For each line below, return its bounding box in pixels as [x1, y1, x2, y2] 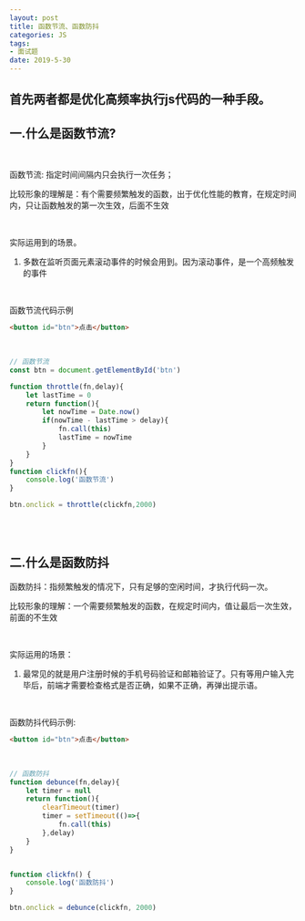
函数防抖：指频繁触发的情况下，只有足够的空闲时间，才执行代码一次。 [9, 581, 273, 592]
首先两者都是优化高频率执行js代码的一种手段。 [9, 92, 271, 108]
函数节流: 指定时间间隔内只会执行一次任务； [9, 170, 174, 181]
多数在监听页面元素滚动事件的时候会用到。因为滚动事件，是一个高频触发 [22, 256, 294, 267]
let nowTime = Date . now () [42, 408, 141, 417]
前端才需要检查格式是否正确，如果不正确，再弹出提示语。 [46, 679, 262, 690]
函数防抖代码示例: [9, 717, 76, 728]
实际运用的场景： [9, 648, 74, 659]
